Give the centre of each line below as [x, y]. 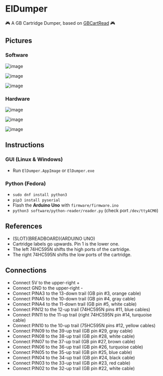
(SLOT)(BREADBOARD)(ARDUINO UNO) [54, 238]
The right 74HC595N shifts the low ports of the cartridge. [72, 255]
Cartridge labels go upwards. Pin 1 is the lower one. [66, 244]
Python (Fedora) [26, 183]
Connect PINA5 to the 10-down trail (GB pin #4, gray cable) [74, 298]
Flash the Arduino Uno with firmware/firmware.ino [66, 205]
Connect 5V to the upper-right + [46, 282]
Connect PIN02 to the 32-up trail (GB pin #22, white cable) [74, 368]
